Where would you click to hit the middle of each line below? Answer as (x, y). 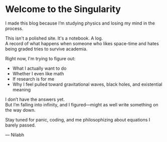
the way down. (21, 110)
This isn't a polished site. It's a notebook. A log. (54, 38)
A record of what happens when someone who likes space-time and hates (82, 43)
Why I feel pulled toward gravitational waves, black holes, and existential (87, 84)
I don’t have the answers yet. (35, 99)
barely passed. (21, 125)
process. (14, 28)
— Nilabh (15, 134)
